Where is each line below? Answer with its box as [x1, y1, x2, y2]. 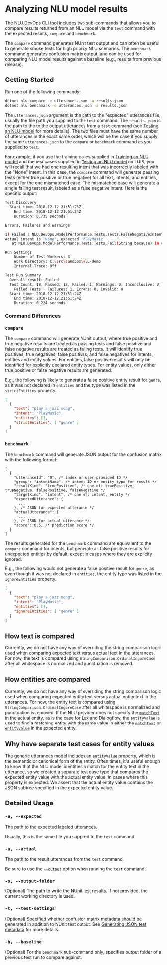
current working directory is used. [5, 893, 75, 899]
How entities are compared [5, 675, 91, 684]
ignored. [5, 556, 22, 562]
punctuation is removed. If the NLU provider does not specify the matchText [5, 710, 160, 716]
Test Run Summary [5, 273, 41, 278]
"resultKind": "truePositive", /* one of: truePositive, [14, 483, 135, 488]
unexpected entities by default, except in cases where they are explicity [5, 551, 153, 557]
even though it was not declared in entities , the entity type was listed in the [5, 570, 162, 577]
